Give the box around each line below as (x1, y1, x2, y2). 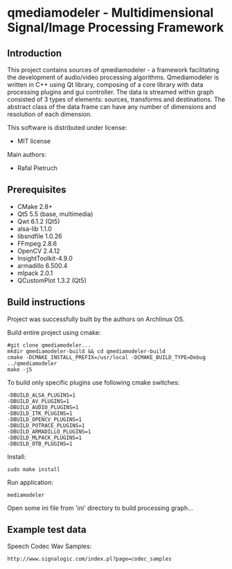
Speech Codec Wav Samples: (7, 542, 92, 550)
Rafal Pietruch (17, 164, 57, 172)
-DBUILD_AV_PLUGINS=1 (7, 397, 70, 404)
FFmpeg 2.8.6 (17, 239, 57, 247)
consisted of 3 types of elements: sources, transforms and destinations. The (7, 95, 226, 104)
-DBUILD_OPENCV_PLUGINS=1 (7, 415, 82, 423)
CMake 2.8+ (17, 202, 53, 211)
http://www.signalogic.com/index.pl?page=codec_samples (7, 556, 172, 563)
